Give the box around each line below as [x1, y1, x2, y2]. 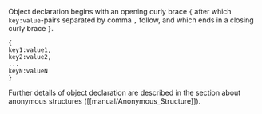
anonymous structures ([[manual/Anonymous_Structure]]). [8, 96, 201, 106]
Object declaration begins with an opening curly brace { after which [8, 7, 232, 16]
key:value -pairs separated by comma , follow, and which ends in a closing [8, 15, 254, 25]
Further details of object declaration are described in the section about [8, 88, 241, 97]
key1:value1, [8, 46, 52, 54]
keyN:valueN [8, 67, 48, 75]
